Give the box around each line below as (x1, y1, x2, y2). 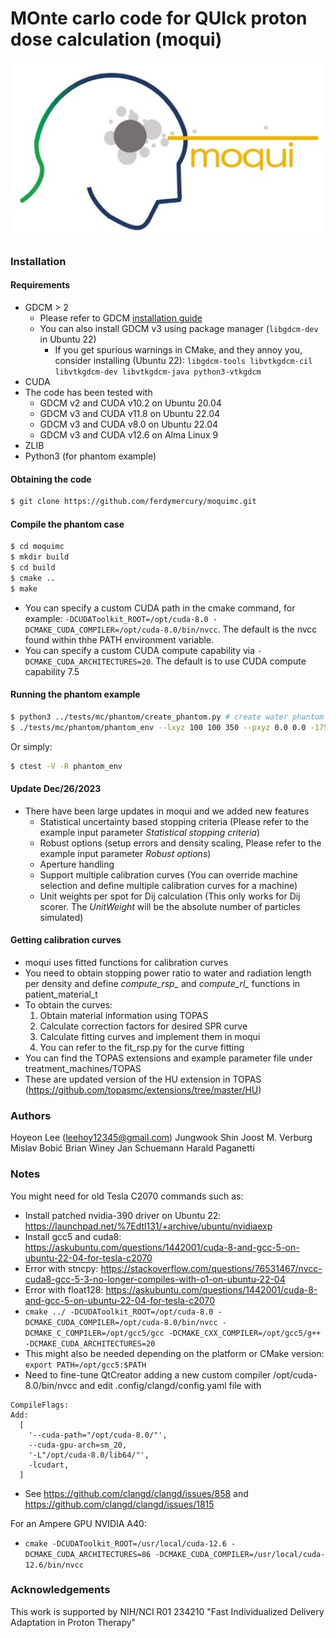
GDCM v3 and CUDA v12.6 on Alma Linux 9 (39, 429, 219, 441)
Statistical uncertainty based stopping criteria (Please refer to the (39, 815, 310, 827)
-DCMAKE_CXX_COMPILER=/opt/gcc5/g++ (168, 1328, 322, 1338)
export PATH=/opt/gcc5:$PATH (24, 1360, 147, 1370)
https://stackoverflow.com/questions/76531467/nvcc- (100, 1262, 323, 1274)
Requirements (10, 279, 71, 291)
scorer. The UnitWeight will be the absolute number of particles (39, 900, 301, 912)
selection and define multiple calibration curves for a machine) (39, 879, 298, 891)
